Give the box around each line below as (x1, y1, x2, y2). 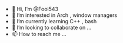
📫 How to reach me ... (11, 31, 67, 37)
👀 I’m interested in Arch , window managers (11, 12, 118, 19)
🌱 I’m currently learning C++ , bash (11, 18, 97, 24)
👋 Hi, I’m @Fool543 (11, 6, 59, 12)
